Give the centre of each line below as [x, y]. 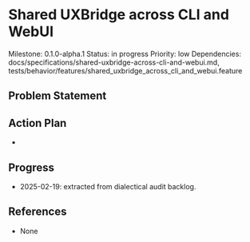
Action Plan [38, 123]
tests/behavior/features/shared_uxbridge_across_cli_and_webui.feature [125, 70]
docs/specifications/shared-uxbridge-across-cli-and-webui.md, [114, 62]
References [38, 212]
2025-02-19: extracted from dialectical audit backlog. [108, 186]
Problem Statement [58, 96]
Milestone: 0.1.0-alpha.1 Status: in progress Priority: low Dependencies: [125, 54]
